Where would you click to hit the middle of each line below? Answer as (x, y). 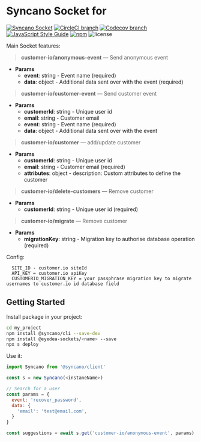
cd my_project (24, 328)
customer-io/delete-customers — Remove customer (87, 191)
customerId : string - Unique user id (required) (81, 209)
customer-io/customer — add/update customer (81, 142)
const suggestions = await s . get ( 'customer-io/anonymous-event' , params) (100, 433)
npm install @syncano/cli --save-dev (53, 333)
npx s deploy (22, 345)
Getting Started (36, 302)
